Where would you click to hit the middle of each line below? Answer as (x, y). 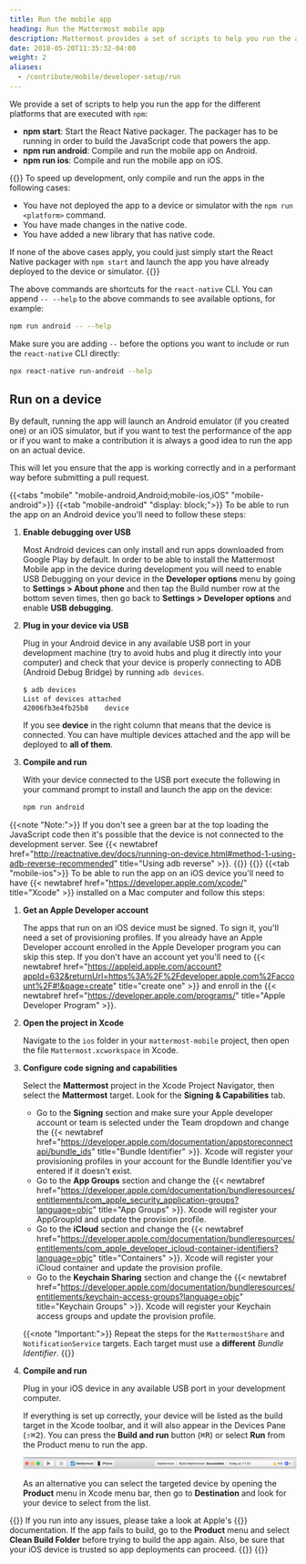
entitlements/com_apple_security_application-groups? (138, 1200)
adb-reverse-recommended (62, 864)
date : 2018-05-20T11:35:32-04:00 (73, 48)
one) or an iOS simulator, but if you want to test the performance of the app (151, 431)
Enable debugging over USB (76, 532)
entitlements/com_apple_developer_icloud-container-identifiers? (158, 1249)
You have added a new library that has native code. (119, 234)
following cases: (40, 188)
